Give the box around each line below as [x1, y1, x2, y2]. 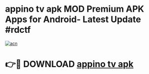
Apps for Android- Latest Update [5, 14, 141, 25]
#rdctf [5, 25, 31, 35]
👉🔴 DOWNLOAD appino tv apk [5, 59, 134, 70]
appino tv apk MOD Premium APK [5, 3, 145, 15]
